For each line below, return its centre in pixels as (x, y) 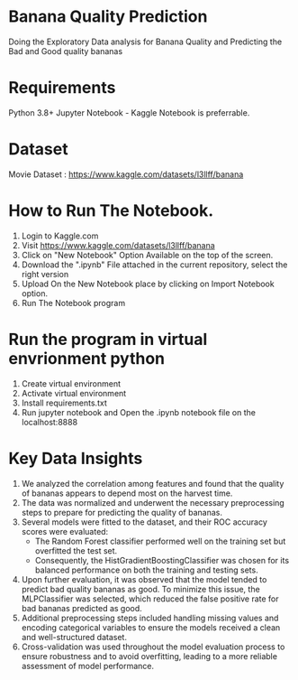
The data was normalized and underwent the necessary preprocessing (153, 502)
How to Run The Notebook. (111, 210)
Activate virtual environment (74, 393)
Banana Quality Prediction (108, 17)
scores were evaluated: (65, 531)
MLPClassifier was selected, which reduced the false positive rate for (150, 599)
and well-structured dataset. (74, 637)
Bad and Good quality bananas (66, 51)
